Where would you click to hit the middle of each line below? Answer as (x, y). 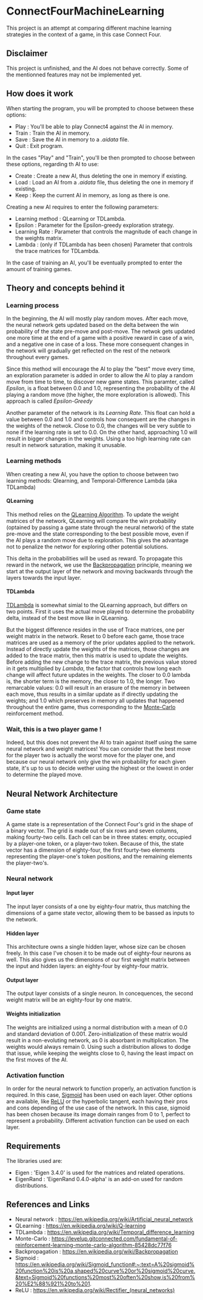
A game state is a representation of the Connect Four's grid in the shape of (100, 824)
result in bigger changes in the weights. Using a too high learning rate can (98, 439)
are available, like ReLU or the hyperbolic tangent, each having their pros (97, 1101)
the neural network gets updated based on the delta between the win (93, 325)
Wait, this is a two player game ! (54, 729)
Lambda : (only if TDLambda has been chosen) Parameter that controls (104, 244)
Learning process (33, 305)
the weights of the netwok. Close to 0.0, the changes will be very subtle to (99, 426)
